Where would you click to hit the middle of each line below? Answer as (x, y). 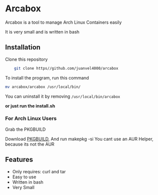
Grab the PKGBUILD (26, 129)
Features (19, 160)
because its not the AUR (30, 144)
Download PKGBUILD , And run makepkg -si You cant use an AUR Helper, (79, 139)
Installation (23, 47)
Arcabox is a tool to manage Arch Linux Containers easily (64, 22)
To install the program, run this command (47, 78)
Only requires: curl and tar (39, 171)
